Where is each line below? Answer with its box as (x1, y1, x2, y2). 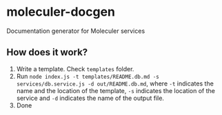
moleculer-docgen (6, 4, 115, 20)
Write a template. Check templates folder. (16, 64, 134, 73)
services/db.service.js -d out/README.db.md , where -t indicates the (16, 79, 214, 88)
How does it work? (6, 47, 88, 58)
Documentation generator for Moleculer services (6, 27, 145, 35)
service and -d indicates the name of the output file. (16, 94, 165, 102)
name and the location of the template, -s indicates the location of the (16, 86, 215, 94)
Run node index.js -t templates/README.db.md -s (16, 72, 159, 80)
